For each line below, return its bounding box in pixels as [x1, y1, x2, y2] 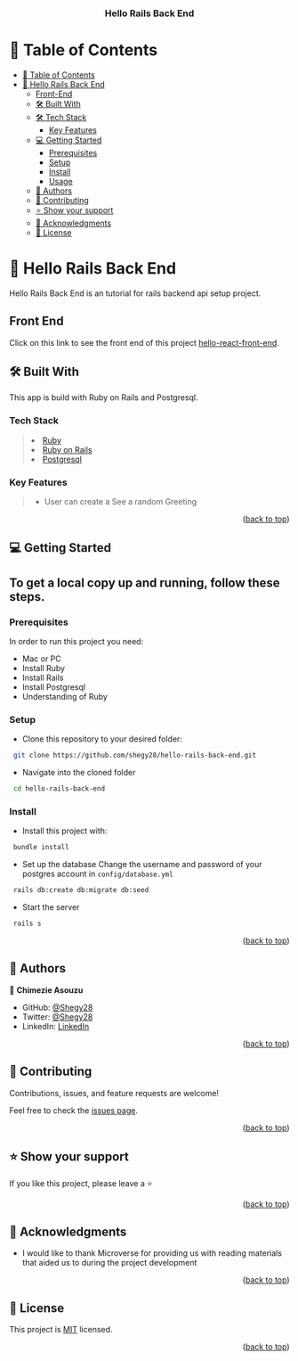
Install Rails [21, 672, 64, 684]
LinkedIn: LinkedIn [21, 1021, 90, 1031]
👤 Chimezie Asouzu [9, 984, 84, 996]
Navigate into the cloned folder [21, 767, 136, 778]
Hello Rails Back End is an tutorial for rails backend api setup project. [9, 288, 262, 299]
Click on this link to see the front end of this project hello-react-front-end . [9, 337, 280, 348]
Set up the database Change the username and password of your [21, 859, 262, 870]
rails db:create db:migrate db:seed [12, 886, 149, 895]
